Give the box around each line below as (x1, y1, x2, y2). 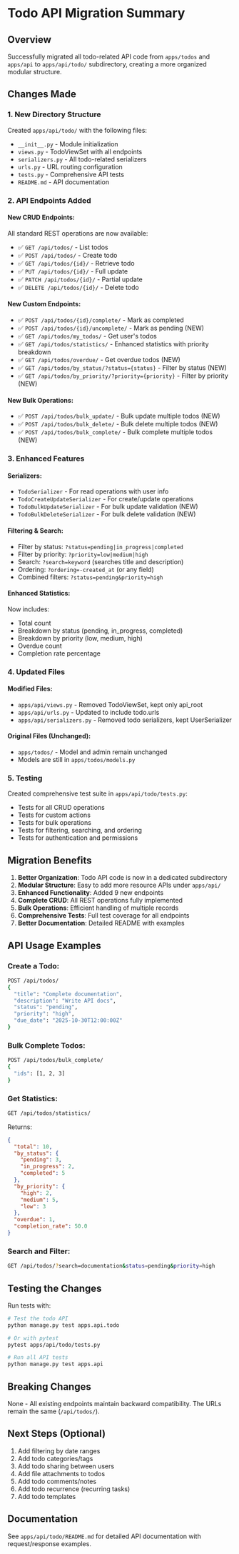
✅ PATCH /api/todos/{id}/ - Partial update (17, 275, 143, 284)
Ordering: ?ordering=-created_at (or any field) (17, 565, 155, 573)
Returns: (7, 1123, 33, 1131)
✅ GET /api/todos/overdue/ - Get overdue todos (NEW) (17, 356, 180, 364)
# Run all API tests (7, 1354, 69, 1361)
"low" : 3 (20, 1203, 46, 1210)
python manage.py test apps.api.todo (7, 1321, 120, 1329)
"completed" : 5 (20, 1170, 66, 1177)
